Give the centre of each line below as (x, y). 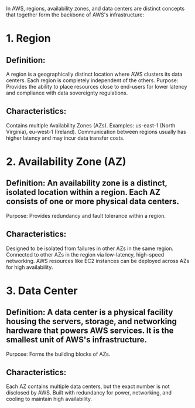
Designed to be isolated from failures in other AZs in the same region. (90, 248)
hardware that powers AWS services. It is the (90, 331)
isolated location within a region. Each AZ (83, 192)
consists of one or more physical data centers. (93, 202)
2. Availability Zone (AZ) (66, 161)
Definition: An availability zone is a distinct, (87, 183)
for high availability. (30, 267)
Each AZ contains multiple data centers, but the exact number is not (88, 386)
